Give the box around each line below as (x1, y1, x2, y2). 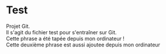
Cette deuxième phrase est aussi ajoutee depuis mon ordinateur (6, 41, 161, 48)
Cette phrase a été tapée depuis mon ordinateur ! (6, 35, 124, 42)
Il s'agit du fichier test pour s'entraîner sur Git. (6, 28, 117, 35)
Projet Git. (6, 23, 30, 30)
